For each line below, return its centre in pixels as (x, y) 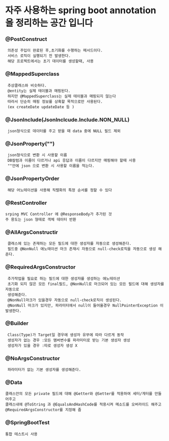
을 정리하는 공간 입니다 (49, 23)
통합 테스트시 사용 (21, 434)
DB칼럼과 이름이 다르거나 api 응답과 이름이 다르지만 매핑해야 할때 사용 (72, 161)
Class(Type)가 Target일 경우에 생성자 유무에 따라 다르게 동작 (66, 335)
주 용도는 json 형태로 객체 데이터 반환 (41, 219)
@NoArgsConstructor (33, 358)
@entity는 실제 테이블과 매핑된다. (39, 91)
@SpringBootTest (27, 423)
